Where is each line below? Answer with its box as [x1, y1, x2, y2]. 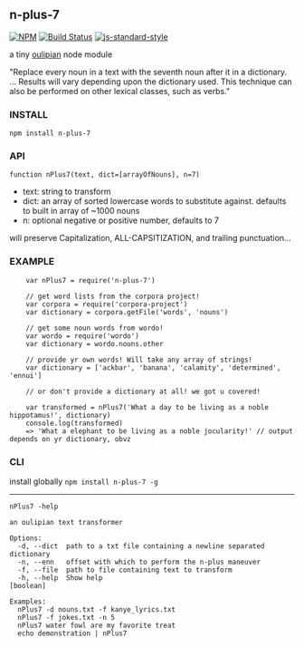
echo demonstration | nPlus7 [17, 629, 128, 638]
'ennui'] [9, 371, 43, 380]
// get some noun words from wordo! [25, 323, 165, 333]
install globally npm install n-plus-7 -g [9, 476, 158, 487]
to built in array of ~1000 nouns [22, 206, 140, 217]
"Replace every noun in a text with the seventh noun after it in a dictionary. [9, 66, 288, 77]
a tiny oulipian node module [9, 49, 113, 60]
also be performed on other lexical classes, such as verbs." [9, 85, 231, 96]
